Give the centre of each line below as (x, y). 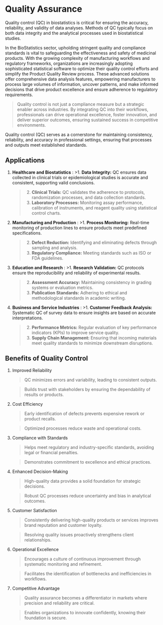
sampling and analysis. (55, 247)
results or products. (44, 394)
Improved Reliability (32, 370)
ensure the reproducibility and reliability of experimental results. (76, 273)
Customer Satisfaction (34, 510)
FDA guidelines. (47, 258)
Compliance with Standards (40, 438)
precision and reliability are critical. (60, 603)
